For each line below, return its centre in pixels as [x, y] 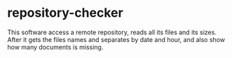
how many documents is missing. [55, 47]
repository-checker [66, 13]
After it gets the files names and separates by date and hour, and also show [116, 39]
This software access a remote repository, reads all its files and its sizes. [112, 32]
